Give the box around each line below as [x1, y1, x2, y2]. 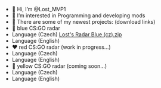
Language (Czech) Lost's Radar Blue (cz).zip [11, 31, 122, 38]
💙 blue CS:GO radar [11, 24, 61, 32]
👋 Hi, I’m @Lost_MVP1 [11, 6, 66, 12]
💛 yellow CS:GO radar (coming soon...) [11, 62, 107, 70]
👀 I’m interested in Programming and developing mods [11, 12, 145, 19]
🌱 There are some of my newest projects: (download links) [11, 18, 156, 25]
